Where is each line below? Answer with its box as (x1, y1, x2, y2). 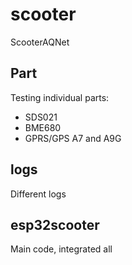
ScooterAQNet (10, 36, 70, 48)
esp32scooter (10, 216, 100, 233)
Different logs (10, 188, 67, 200)
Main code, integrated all (10, 243, 113, 255)
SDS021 (24, 111, 58, 123)
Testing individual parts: (10, 91, 110, 103)
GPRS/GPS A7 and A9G (24, 132, 122, 144)
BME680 (24, 121, 62, 133)
